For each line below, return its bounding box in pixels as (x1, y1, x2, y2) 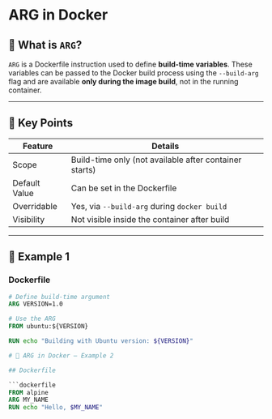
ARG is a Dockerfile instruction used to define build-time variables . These (8, 59, 253, 69)
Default (12, 177, 40, 188)
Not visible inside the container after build (70, 213, 230, 224)
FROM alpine (8, 388, 49, 396)
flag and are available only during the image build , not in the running (8, 77, 239, 86)
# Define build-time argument (8, 293, 111, 301)
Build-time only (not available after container (70, 154, 242, 165)
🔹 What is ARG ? (8, 38, 83, 52)
